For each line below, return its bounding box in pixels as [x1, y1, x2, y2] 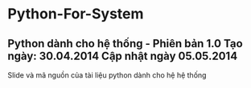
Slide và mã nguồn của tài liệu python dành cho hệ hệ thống [7, 70, 207, 80]
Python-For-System [7, 5, 144, 23]
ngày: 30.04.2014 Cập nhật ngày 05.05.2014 [7, 49, 238, 62]
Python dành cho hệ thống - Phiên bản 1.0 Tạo [7, 37, 243, 50]
